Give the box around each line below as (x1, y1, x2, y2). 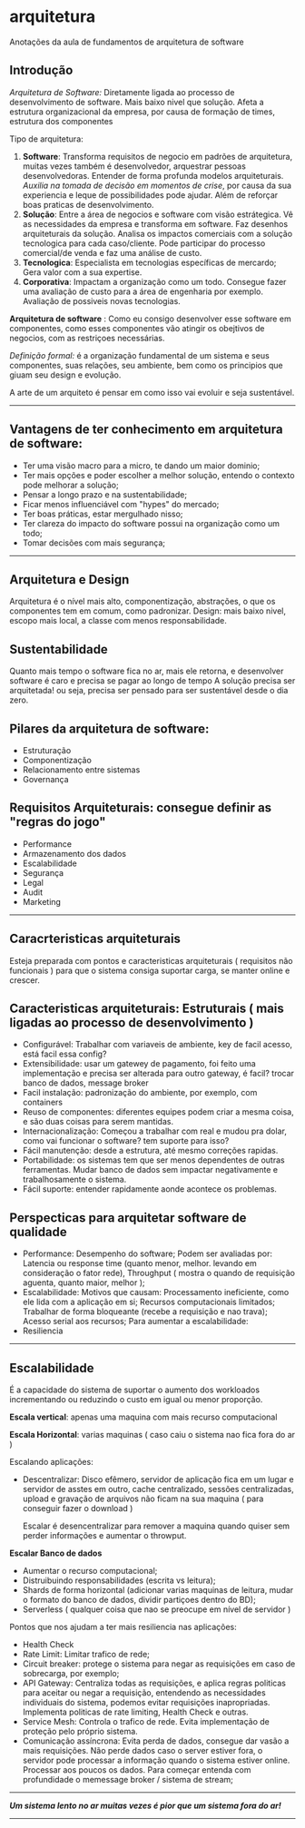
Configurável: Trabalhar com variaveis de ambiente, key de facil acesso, (22, 1039, 293, 1050)
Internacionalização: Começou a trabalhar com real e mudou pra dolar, (22, 1125, 288, 1136)
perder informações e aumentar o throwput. (22, 1530, 187, 1541)
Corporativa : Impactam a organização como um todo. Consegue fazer (22, 276, 287, 287)
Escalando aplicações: (9, 1457, 93, 1468)
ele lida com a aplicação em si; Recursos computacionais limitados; (22, 1296, 275, 1308)
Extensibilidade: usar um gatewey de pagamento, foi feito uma (22, 1058, 256, 1069)
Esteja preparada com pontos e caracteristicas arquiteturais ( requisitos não (9, 955, 293, 966)
